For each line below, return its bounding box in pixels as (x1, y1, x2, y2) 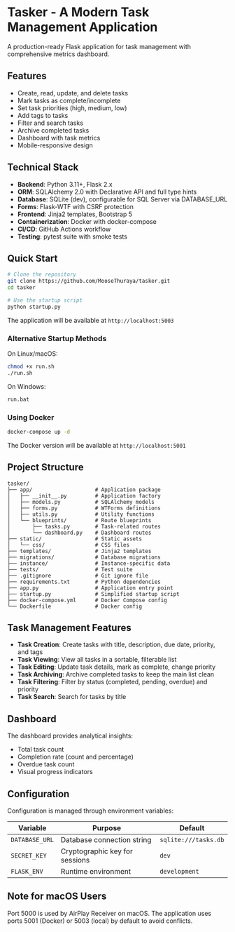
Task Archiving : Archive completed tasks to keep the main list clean (17, 670, 215, 679)
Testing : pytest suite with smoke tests (17, 232, 128, 241)
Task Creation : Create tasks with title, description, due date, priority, (17, 640, 215, 649)
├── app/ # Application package (7, 486, 161, 493)
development (159, 867, 199, 876)
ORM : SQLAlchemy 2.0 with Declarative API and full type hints (17, 187, 197, 196)
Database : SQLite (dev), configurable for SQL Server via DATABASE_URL (17, 194, 228, 204)
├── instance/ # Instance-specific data (7, 559, 171, 567)
